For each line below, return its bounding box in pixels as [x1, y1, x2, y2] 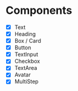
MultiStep [14, 78, 39, 85]
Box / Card [14, 37, 42, 45]
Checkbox [14, 58, 41, 65]
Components [5, 4, 73, 17]
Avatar [14, 71, 31, 78]
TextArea [14, 64, 37, 72]
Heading [14, 31, 36, 37]
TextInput [14, 51, 39, 58]
